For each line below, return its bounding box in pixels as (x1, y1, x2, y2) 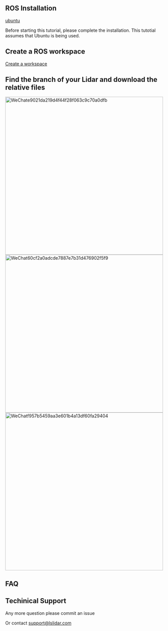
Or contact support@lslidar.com (5, 620, 72, 626)
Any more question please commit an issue (5, 610, 95, 616)
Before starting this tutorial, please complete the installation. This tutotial (5, 27, 156, 33)
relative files (5, 83, 45, 92)
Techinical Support (5, 597, 67, 605)
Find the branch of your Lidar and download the (5, 75, 157, 84)
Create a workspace (5, 61, 47, 67)
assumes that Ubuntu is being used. (5, 32, 80, 38)
